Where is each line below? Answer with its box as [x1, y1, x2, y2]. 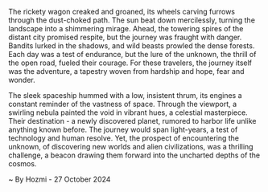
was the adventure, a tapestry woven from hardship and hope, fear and [8, 67, 245, 76]
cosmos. [8, 159, 37, 168]
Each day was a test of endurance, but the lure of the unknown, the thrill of [8, 50, 257, 59]
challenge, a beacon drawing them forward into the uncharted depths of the [8, 150, 260, 160]
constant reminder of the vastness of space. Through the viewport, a [8, 100, 237, 108]
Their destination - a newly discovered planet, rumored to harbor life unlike [8, 116, 257, 125]
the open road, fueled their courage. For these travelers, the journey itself [8, 58, 252, 67]
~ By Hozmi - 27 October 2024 [8, 174, 111, 184]
